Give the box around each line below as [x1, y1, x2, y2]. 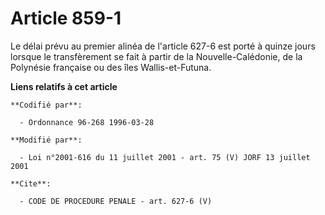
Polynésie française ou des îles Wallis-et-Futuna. [10, 61, 212, 73]
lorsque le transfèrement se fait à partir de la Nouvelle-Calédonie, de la [10, 50, 303, 62]
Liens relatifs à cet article [10, 80, 118, 92]
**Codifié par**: [10, 100, 83, 110]
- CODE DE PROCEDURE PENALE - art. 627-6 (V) [19, 196, 213, 206]
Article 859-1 [10, 7, 122, 30]
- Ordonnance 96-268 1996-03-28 [19, 117, 155, 127]
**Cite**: [10, 178, 52, 189]
